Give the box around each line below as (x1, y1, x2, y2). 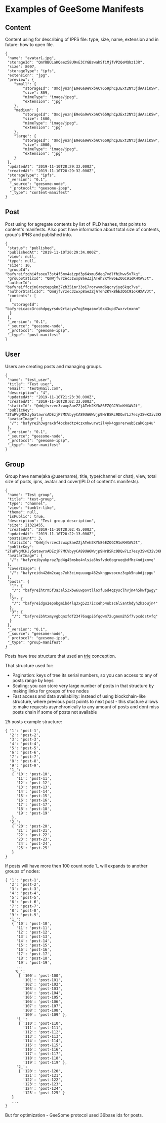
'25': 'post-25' (16, 846, 50, 851)
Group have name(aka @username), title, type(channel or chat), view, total (5, 473, 157, 479)
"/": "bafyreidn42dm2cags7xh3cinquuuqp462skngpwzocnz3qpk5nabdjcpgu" (9, 570, 156, 576)
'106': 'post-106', (23, 999, 63, 1004)
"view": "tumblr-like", (7, 505, 56, 510)
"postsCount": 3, (7, 536, 43, 541)
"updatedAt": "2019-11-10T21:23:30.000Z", (7, 394, 96, 400)
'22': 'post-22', (16, 832, 52, 838)
